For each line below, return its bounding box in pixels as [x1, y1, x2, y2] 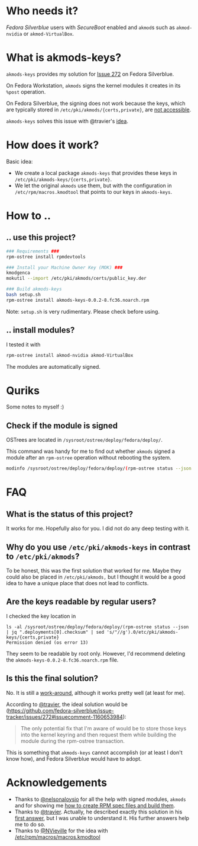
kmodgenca [6, 270, 31, 276]
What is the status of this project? [6, 509, 134, 519]
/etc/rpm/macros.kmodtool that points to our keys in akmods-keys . [14, 188, 173, 195]
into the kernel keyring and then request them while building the [20, 731, 176, 738]
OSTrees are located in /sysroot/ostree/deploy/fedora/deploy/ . [6, 436, 163, 443]
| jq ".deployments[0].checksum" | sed [6, 629, 105, 635]
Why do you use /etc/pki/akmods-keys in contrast [6, 542, 191, 552]
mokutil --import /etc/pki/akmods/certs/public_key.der [6, 276, 147, 282]
